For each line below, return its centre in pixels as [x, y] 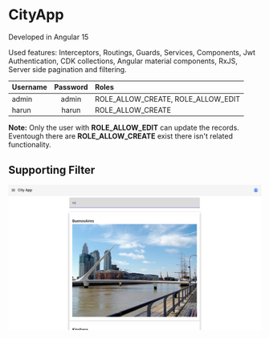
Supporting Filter [52, 170]
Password [71, 87]
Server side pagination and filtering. [67, 69]
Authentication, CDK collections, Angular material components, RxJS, [123, 61]
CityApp [36, 15]
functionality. [30, 145]
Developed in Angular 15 [49, 37]
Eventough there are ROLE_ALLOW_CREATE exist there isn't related [120, 136]
